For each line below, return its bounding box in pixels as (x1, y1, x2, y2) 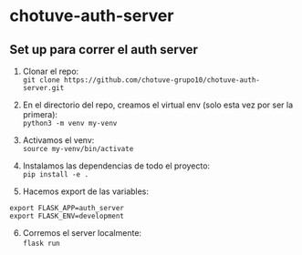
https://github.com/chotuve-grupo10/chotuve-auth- (63, 76, 261, 85)
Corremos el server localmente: (22, 228, 142, 238)
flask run (22, 239, 61, 248)
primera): (22, 109, 57, 119)
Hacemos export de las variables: (22, 186, 149, 197)
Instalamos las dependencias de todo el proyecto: (22, 160, 211, 171)
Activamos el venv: (22, 135, 95, 146)
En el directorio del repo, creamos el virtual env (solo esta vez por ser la (22, 99, 294, 110)
